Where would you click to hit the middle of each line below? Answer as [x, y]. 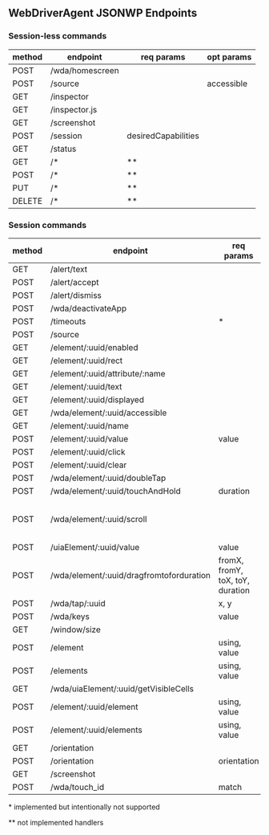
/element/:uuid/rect [86, 360]
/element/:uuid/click [88, 451]
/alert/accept [74, 282]
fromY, [231, 570]
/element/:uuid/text [86, 386]
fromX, [231, 560]
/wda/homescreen [84, 70]
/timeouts [68, 321]
